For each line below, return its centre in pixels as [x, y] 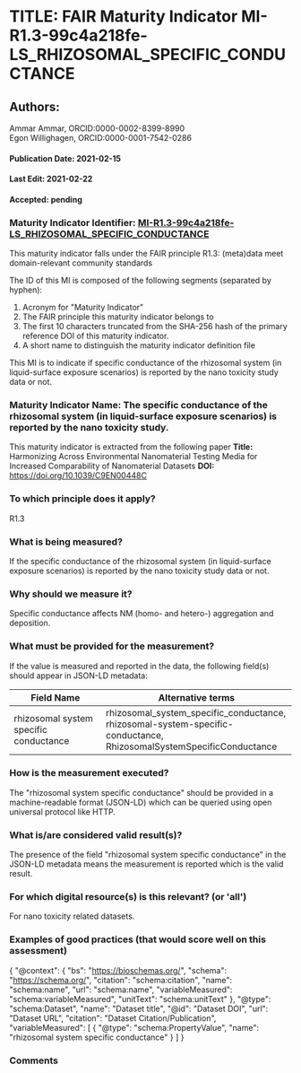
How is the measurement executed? [89, 773]
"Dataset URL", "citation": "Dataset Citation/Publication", [113, 1018]
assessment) [38, 951]
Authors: [34, 106]
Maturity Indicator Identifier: [73, 222]
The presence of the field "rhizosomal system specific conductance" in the [148, 855]
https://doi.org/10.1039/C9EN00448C [78, 475]
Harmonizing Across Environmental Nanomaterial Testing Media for [133, 457]
